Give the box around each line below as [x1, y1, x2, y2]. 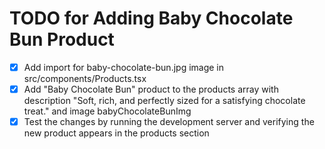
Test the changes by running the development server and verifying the [23, 116, 315, 128]
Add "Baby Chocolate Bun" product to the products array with [23, 83, 279, 95]
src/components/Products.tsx [23, 73, 147, 84]
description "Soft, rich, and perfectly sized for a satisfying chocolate [23, 95, 306, 107]
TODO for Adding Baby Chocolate [9, 7, 294, 30]
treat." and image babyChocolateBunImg [23, 105, 192, 117]
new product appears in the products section [23, 127, 210, 139]
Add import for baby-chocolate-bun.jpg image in [23, 61, 225, 73]
